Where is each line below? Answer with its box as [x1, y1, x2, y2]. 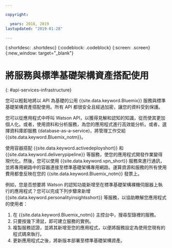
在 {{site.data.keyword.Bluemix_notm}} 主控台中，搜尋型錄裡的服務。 [12, 212, 159, 218]
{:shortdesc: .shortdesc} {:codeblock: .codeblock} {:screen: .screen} [5, 45, 150, 51]
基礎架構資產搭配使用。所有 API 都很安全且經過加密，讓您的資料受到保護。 [5, 104, 163, 110]
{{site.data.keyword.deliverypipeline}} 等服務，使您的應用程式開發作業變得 [5, 151, 163, 158]
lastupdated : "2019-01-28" [5, 26, 63, 31]
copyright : [5, 12, 29, 17]
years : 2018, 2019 [10, 21, 50, 26]
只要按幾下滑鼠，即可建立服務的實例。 [12, 218, 94, 224]
